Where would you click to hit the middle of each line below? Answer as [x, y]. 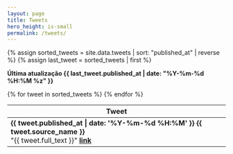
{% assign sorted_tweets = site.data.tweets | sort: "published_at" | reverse [114, 53]
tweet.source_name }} [48, 132]
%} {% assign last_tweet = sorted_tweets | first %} [79, 60]
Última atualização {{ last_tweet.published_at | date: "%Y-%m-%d [106, 74]
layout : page [26, 14]
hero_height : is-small [40, 26]
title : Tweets [28, 20]
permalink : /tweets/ [37, 33]
